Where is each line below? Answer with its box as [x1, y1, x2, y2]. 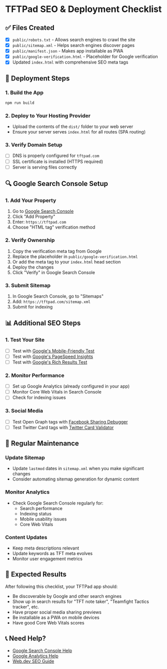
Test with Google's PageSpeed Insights [12, 353, 93, 359]
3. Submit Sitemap [5, 281, 51, 288]
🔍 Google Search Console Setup [5, 179, 108, 188]
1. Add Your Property [5, 196, 56, 203]
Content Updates [5, 533, 47, 540]
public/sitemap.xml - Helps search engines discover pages [12, 42, 135, 48]
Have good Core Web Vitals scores [12, 619, 85, 625]
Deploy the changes [12, 264, 54, 270]
